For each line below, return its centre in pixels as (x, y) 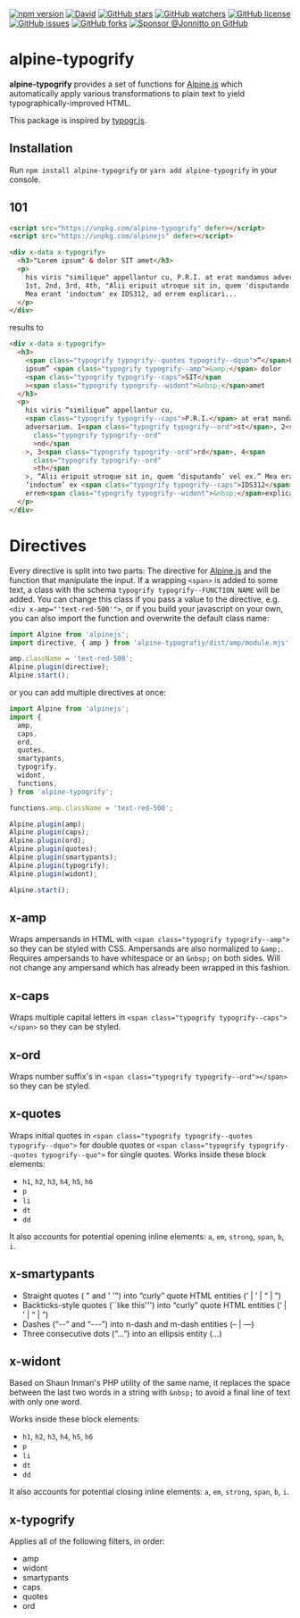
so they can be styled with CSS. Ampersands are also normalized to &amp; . (146, 949)
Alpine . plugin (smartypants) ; (63, 857)
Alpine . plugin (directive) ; (59, 667)
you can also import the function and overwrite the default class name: (139, 618)
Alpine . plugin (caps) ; (50, 832)
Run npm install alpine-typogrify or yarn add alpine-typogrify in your (143, 170)
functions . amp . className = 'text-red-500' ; (92, 808)
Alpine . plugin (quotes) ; (54, 849)
